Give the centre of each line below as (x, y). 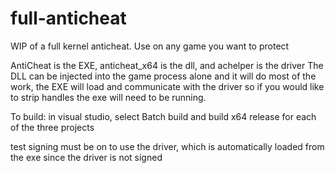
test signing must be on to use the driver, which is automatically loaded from (167, 146)
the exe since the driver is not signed (86, 157)
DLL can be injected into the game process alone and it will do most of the (163, 76)
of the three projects (52, 127)
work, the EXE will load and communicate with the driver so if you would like (167, 86)
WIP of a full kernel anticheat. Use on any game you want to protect (150, 46)
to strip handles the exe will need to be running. (108, 97)
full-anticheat (68, 18)
